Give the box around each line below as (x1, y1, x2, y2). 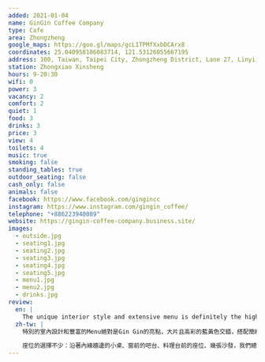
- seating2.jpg (15, 247, 65, 255)
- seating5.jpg (15, 269, 65, 277)
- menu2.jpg (15, 284, 55, 292)
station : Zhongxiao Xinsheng (8, 63, 104, 71)
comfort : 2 (8, 100, 44, 107)
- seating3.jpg (15, 254, 65, 262)
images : (8, 224, 34, 233)
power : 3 (8, 85, 37, 93)
